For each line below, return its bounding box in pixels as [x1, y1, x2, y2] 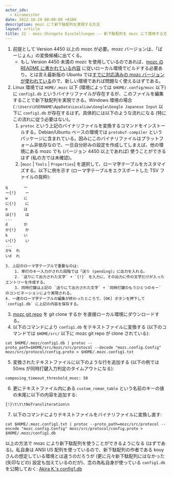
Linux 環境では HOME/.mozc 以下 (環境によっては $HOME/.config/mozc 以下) [12, 84, 166, 90]
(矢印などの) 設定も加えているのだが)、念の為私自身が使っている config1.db [5, 460, 165, 465]
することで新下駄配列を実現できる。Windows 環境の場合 [12, 97, 133, 103]
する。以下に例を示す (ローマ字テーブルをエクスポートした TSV [25, 167, 159, 173]
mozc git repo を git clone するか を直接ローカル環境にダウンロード [12, 311, 155, 317]
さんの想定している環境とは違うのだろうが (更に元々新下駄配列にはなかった [5, 453, 165, 459]
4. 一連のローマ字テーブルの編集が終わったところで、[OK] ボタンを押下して [5, 296, 145, 301]
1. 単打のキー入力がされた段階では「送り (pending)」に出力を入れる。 [14, 269, 147, 274]
